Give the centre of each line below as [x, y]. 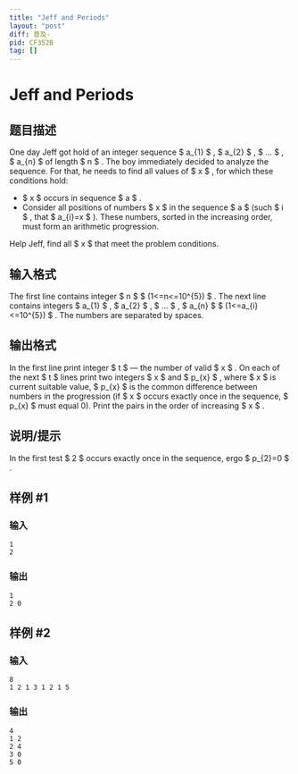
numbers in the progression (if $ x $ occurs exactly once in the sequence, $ [149, 396]
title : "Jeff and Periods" [59, 17]
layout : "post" [37, 26]
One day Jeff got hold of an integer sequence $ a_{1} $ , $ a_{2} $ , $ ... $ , [146, 152]
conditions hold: [39, 181]
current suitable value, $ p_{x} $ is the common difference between [133, 386]
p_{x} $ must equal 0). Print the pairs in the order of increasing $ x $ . [137, 405]
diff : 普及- [30, 34]
